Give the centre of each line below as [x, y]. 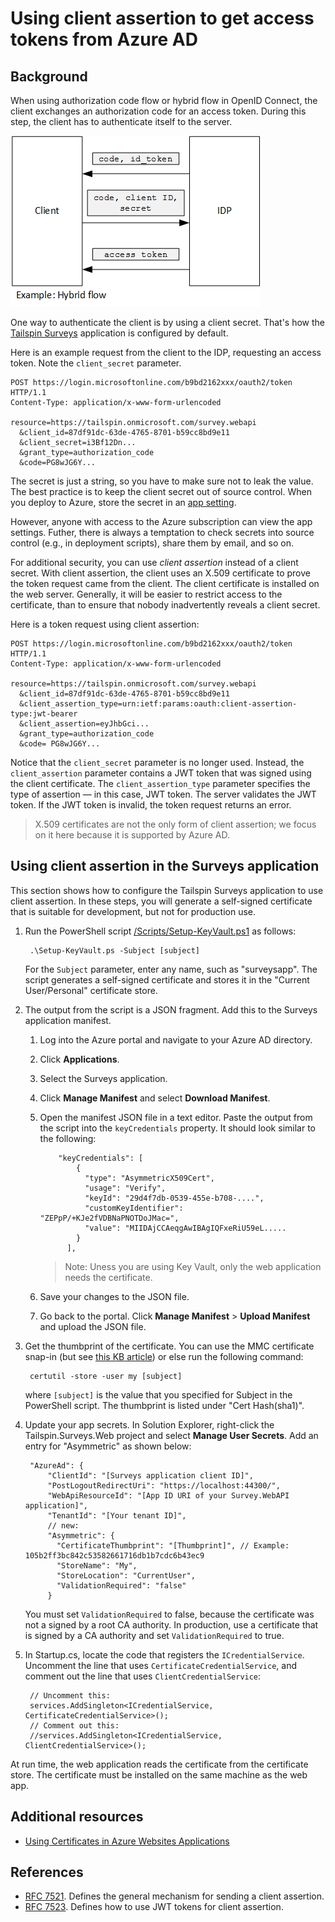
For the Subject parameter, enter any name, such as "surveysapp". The [171, 969]
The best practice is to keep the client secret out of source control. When [161, 491]
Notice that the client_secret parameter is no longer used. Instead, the [157, 762]
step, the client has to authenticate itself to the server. [121, 121]
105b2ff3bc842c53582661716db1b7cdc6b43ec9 [114, 1555]
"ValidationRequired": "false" [121, 1585]
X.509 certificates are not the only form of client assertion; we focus [175, 824]
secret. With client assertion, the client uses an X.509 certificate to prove [160, 573]
